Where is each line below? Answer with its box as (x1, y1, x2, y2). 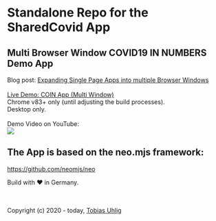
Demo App (7, 57, 54, 70)
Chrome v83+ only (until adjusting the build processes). (7, 98, 165, 106)
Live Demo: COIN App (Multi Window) (7, 91, 115, 98)
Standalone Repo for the (7, 5, 149, 21)
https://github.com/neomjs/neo (7, 165, 96, 173)
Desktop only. (7, 105, 47, 113)
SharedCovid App (7, 19, 111, 35)
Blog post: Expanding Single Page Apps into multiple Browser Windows (7, 76, 209, 84)
